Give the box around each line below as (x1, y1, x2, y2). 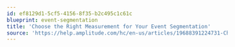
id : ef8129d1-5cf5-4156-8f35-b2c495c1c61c (6, 10, 133, 17)
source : (6, 29, 29, 37)
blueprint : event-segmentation (6, 17, 98, 23)
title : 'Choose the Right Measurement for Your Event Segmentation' (6, 23, 211, 30)
